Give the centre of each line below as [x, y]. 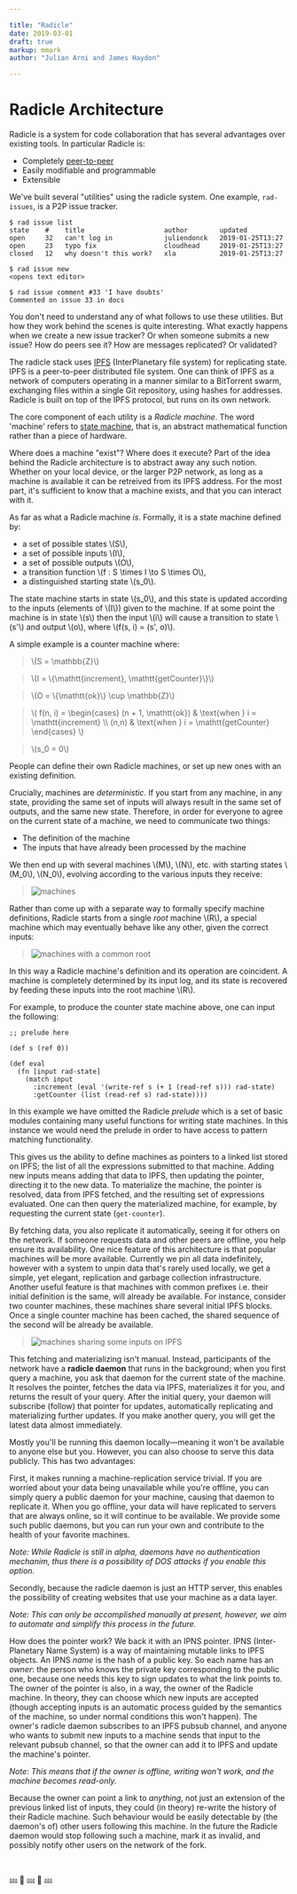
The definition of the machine [76, 838]
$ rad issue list [41, 223]
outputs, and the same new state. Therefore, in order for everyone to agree [146, 811]
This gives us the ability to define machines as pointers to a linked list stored [148, 1157]
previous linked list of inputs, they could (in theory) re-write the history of [143, 1808]
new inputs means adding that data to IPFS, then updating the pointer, [137, 1176]
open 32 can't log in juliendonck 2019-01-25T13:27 [146, 239]
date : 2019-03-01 [41, 33]
